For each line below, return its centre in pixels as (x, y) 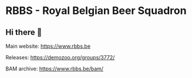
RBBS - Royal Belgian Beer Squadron (96, 11)
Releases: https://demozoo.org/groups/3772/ (60, 57)
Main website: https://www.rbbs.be (48, 46)
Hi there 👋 (24, 32)
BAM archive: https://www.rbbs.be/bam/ (55, 69)
